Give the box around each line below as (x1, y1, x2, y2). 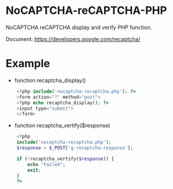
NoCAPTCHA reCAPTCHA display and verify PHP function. (5, 24, 152, 31)
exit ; (27, 167, 42, 173)
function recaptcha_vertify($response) (14, 122, 111, 129)
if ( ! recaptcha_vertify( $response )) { (16, 156, 114, 162)
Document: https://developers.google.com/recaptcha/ (5, 35, 140, 42)
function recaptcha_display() (14, 76, 86, 84)
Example (5, 57, 50, 70)
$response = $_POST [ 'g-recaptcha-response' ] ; (16, 145, 134, 151)
